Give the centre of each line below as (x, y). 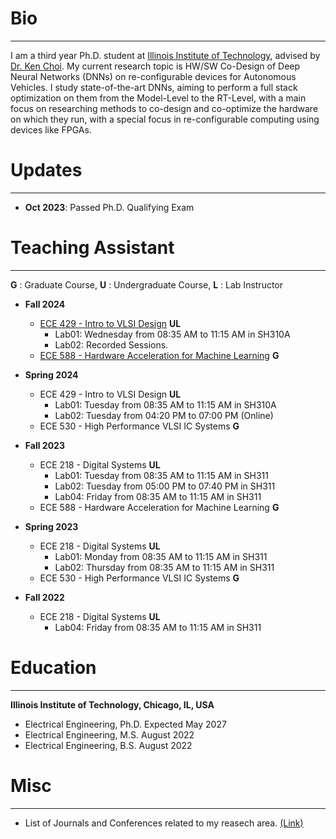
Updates (46, 170)
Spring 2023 (51, 526)
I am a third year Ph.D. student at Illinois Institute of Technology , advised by (165, 55)
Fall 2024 (45, 304)
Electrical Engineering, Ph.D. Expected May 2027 (125, 724)
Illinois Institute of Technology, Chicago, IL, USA (112, 704)
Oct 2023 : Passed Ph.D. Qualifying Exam (109, 207)
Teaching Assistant (92, 248)
